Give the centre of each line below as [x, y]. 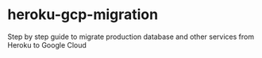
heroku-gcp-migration [83, 15]
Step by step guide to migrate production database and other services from [131, 37]
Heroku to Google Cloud [47, 44]
